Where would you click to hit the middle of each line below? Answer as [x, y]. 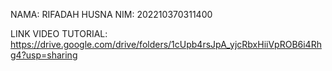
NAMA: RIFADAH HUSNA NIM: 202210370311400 [111, 14]
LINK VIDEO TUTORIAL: [59, 33]
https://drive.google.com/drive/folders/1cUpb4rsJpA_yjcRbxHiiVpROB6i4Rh [166, 44]
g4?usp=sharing [44, 55]
